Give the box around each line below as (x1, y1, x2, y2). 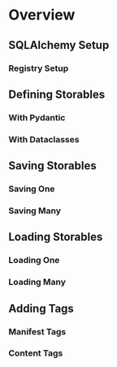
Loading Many (8, 277, 67, 288)
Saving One (8, 183, 55, 194)
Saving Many (8, 205, 62, 216)
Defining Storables (8, 87, 106, 101)
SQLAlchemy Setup (8, 38, 110, 52)
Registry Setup (8, 63, 69, 74)
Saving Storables (8, 159, 97, 173)
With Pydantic (8, 111, 66, 123)
